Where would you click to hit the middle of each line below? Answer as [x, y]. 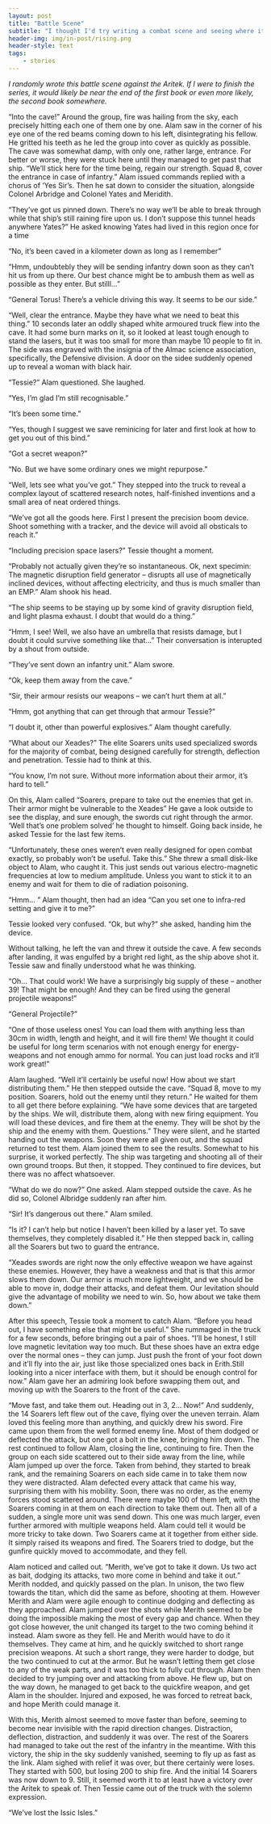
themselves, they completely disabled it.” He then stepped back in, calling [131, 1238]
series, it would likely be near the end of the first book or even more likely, [131, 92]
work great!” [29, 1064]
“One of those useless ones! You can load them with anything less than [127, 1029]
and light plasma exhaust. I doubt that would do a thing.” [102, 616]
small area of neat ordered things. [65, 502]
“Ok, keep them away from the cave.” [71, 680]
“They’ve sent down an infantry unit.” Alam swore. [92, 664]
